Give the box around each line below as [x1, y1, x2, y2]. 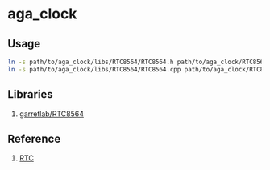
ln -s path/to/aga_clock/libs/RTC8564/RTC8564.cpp [7, 65, 181, 73]
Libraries [7, 87, 53, 101]
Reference [7, 132, 61, 145]
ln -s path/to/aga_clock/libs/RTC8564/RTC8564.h [7, 58, 174, 66]
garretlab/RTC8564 [19, 109, 84, 119]
